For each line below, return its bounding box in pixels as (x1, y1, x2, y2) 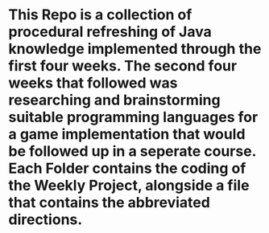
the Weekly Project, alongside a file (8, 177, 250, 194)
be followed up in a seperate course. (8, 142, 256, 161)
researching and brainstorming (8, 91, 221, 109)
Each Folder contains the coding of (8, 159, 246, 178)
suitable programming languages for (8, 108, 259, 126)
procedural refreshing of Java (8, 22, 212, 41)
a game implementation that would (8, 125, 246, 144)
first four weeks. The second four (8, 57, 238, 76)
